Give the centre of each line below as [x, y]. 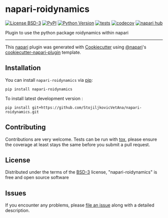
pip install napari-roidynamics [39, 89]
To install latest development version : [44, 98]
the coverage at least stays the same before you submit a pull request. [78, 144]
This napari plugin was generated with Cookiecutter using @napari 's [76, 47]
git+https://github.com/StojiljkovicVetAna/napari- [87, 108]
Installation [23, 68]
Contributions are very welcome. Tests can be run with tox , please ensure [81, 139]
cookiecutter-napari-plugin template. [43, 52]
